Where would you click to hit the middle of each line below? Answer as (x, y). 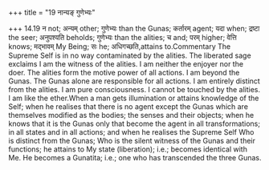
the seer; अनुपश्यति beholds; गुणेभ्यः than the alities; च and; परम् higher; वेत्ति (122, 37)
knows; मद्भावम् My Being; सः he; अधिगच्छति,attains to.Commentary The (120, 47)
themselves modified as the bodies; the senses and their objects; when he (131, 115)
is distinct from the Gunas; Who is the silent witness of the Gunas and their (132, 141)
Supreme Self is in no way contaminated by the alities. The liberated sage (130, 55)
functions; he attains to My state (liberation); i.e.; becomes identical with (128, 149)
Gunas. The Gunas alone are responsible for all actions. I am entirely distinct (134, 81)
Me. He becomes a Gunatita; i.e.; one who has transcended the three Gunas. (135, 158)
